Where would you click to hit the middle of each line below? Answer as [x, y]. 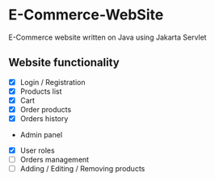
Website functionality [64, 63]
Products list [41, 91]
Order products [46, 109]
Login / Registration [53, 82]
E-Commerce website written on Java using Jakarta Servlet [107, 37]
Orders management [55, 160]
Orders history [44, 118]
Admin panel [41, 135]
